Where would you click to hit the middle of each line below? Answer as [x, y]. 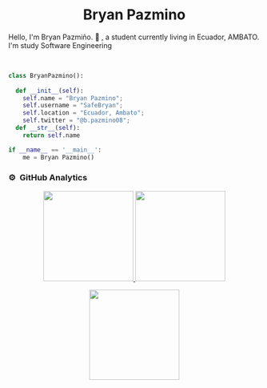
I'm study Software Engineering [60, 45]
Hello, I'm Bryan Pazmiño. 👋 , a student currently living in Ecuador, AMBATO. [134, 37]
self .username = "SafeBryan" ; [73, 106]
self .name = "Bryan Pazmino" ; [73, 98]
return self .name [52, 135]
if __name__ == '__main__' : [55, 150]
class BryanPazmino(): [46, 75]
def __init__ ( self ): [50, 91]
